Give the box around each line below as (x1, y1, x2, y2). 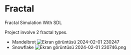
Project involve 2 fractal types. (4, 29, 68, 35)
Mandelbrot (11, 38, 36, 45)
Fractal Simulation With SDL (4, 19, 62, 25)
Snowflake (11, 44, 34, 50)
